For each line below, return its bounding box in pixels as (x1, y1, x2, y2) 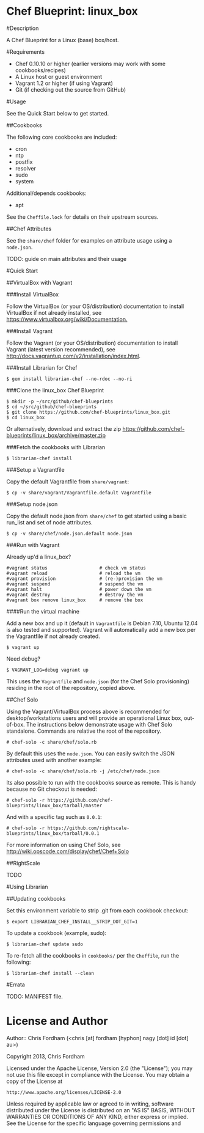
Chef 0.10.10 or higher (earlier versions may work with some (15, 60, 166, 67)
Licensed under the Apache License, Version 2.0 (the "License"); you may (6, 1065, 193, 1072)
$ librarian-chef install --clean (6, 970, 95, 976)
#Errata (6, 981, 26, 988)
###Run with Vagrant (6, 541, 60, 548)
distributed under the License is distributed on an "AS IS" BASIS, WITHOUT (6, 1106, 195, 1113)
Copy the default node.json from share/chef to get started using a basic (6, 512, 188, 519)
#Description (6, 24, 39, 32)
